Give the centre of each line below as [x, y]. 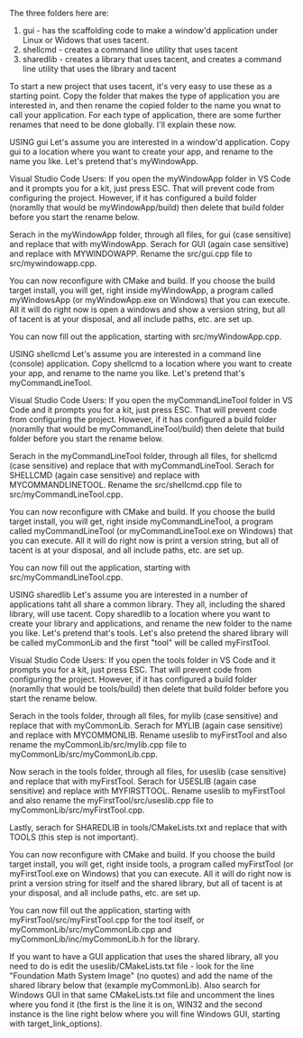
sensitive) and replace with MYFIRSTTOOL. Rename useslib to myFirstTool [147, 791]
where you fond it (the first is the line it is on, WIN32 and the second [136, 1004]
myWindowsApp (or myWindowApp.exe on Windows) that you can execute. [150, 300]
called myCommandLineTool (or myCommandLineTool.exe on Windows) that [151, 531]
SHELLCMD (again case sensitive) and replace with [105, 475]
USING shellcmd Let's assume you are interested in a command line [135, 354]
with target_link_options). [56, 1024]
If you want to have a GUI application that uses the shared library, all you [144, 956]
